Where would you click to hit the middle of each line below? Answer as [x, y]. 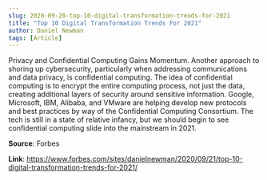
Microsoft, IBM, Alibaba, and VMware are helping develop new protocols [128, 103]
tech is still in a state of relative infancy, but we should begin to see [119, 119]
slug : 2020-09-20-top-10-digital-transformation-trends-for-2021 [119, 16]
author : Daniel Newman [46, 30]
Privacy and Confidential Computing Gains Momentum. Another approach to [134, 61]
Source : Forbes [34, 143]
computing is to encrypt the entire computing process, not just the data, [127, 86]
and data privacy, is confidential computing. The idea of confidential [121, 77]
